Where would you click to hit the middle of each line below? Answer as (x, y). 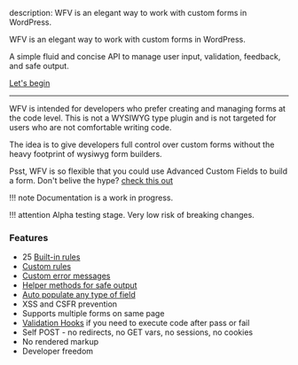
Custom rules (47, 267)
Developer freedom (58, 351)
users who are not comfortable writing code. (90, 127)
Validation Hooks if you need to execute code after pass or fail (136, 323)
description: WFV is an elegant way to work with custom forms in (128, 13)
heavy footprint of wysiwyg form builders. (86, 154)
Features (29, 237)
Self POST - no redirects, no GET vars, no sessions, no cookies (137, 332)
